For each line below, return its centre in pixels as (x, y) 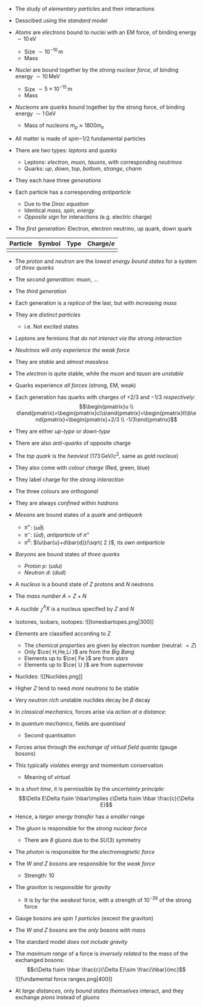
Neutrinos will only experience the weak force (72, 350)
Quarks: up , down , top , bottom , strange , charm (83, 169)
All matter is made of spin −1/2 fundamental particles (80, 138)
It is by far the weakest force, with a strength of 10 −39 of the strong (108, 899)
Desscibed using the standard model (61, 20)
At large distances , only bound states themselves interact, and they (99, 991)
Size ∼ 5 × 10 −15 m (48, 89)
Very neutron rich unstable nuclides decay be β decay (82, 700)
